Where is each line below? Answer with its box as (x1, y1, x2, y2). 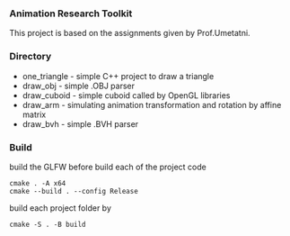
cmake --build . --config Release (9, 186, 139, 195)
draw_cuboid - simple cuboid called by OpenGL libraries (22, 89, 231, 101)
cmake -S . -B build (9, 220, 87, 229)
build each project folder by (9, 202, 112, 213)
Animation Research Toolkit (9, 7, 133, 20)
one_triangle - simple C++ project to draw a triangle (22, 70, 215, 81)
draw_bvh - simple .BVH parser (22, 118, 139, 129)
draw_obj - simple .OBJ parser (22, 80, 135, 91)
